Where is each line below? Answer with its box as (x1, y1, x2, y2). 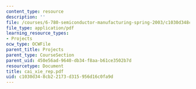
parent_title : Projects (6, 47, 64, 53)
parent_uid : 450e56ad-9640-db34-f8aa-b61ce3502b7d (6, 57, 132, 63)
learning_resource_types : (6, 30, 69, 36)
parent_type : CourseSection (6, 52, 75, 58)
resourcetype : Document (6, 63, 64, 69)
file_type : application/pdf (6, 25, 75, 31)
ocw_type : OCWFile (6, 42, 51, 47)
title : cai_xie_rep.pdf (6, 69, 64, 74)
